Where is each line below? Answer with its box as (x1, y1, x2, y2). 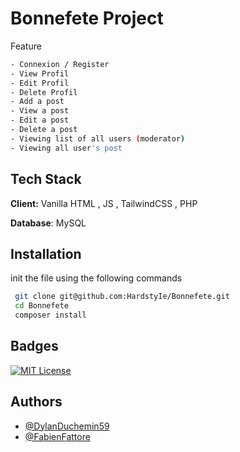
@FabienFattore (24, 430, 91, 442)
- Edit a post (10, 115, 70, 126)
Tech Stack (10, 171, 82, 188)
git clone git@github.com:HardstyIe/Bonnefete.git (14, 292, 230, 302)
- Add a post (10, 97, 65, 107)
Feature (10, 40, 42, 52)
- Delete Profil (10, 87, 78, 97)
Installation (10, 245, 82, 262)
